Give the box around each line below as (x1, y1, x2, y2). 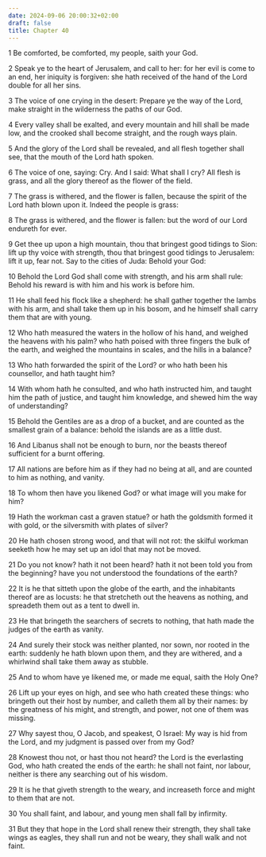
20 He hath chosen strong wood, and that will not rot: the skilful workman (8, 536, 249, 546)
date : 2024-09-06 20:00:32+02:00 (8, 11, 119, 20)
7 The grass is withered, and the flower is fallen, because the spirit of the (8, 192, 248, 202)
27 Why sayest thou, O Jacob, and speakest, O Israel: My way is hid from (8, 729, 248, 738)
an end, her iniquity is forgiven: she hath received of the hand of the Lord (8, 72, 248, 82)
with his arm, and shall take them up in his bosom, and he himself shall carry (8, 304, 258, 314)
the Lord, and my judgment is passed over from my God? (8, 738, 195, 747)
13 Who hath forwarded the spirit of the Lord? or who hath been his (8, 360, 228, 370)
